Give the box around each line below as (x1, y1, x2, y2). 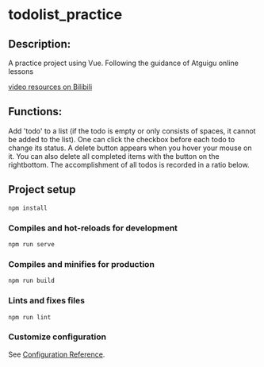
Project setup (8, 183, 77, 196)
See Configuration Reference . (8, 350, 105, 359)
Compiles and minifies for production (8, 258, 155, 269)
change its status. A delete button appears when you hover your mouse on (8, 143, 252, 153)
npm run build (8, 276, 55, 285)
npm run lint (8, 313, 52, 321)
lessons (8, 67, 34, 76)
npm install (8, 204, 48, 212)
